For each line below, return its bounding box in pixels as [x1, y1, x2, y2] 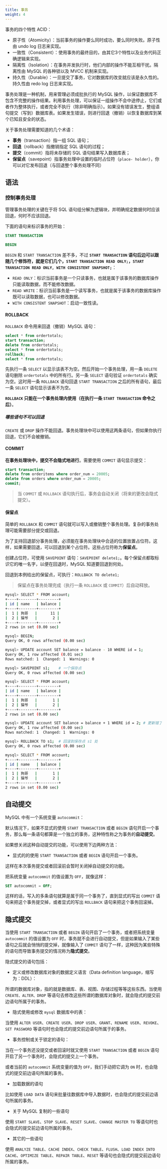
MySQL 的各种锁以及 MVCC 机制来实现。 [26, 68, 111, 74]
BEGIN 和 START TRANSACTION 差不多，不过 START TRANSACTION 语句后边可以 [5, 252, 155, 258]
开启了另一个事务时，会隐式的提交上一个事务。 [5, 1053, 101, 1059]
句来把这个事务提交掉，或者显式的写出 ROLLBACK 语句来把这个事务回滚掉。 [5, 899, 157, 905]
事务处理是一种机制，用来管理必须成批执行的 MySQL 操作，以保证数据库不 [5, 91, 158, 97]
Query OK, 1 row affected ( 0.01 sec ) [5, 652, 83, 657]
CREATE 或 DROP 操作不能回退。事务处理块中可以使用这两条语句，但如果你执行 [5, 427, 162, 434]
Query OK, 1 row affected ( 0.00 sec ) [5, 725, 83, 730]
